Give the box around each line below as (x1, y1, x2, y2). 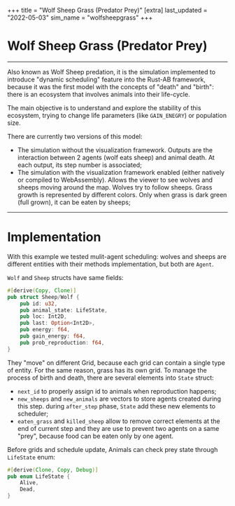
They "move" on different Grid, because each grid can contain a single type (7, 358, 225, 367)
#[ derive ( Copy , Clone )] (7, 287, 77, 294)
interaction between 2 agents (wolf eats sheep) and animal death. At (17, 153, 215, 161)
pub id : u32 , (20, 300, 58, 307)
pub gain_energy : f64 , (20, 333, 86, 340)
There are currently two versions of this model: (7, 132, 143, 140)
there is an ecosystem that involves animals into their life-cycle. (7, 90, 190, 98)
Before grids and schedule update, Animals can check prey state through (7, 445, 218, 453)
